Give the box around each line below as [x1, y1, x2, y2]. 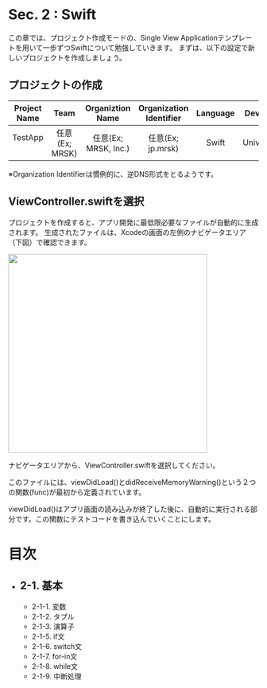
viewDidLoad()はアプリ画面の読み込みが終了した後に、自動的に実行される [8, 504, 251, 514]
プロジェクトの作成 [8, 78, 103, 92]
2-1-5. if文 [31, 631, 65, 641]
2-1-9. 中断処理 [31, 671, 82, 681]
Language [195, 107, 235, 119]
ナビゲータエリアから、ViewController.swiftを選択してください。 [8, 460, 220, 470]
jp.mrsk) [148, 143, 180, 154]
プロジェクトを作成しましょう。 [21, 53, 127, 62]
